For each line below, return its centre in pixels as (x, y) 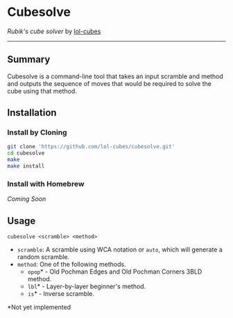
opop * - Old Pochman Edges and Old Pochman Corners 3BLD (115, 272)
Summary (29, 60)
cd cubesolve (26, 153)
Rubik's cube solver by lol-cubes (54, 31)
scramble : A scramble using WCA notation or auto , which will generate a (120, 249)
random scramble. (43, 257)
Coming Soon (27, 199)
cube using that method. (42, 91)
